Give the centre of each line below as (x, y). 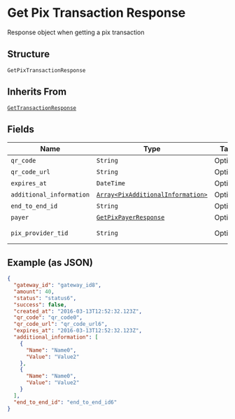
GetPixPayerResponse (131, 218)
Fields (21, 129)
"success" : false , (41, 305)
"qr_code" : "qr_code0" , (48, 318)
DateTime (111, 184)
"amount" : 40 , (34, 292)
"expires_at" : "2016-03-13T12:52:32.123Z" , (78, 331)
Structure (29, 54)
